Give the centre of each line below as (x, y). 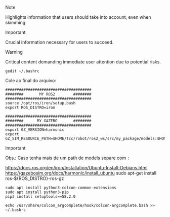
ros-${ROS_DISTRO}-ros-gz (35, 178)
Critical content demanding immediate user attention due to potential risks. (83, 62)
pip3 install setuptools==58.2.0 (40, 197)
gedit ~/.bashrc (22, 71)
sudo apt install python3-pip (37, 192)
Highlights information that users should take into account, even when (78, 17)
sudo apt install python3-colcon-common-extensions (61, 188)
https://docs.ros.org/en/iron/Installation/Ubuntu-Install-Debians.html (76, 168)
